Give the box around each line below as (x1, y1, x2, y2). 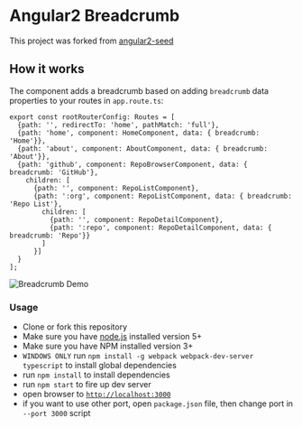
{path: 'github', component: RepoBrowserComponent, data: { (17, 160, 248, 169)
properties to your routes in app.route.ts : (9, 95, 164, 106)
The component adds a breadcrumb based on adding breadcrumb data (9, 85, 269, 96)
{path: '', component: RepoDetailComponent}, (49, 215, 224, 224)
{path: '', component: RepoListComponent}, (32, 183, 200, 192)
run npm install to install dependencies (22, 369, 170, 380)
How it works (9, 61, 85, 77)
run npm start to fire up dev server (22, 379, 151, 390)
